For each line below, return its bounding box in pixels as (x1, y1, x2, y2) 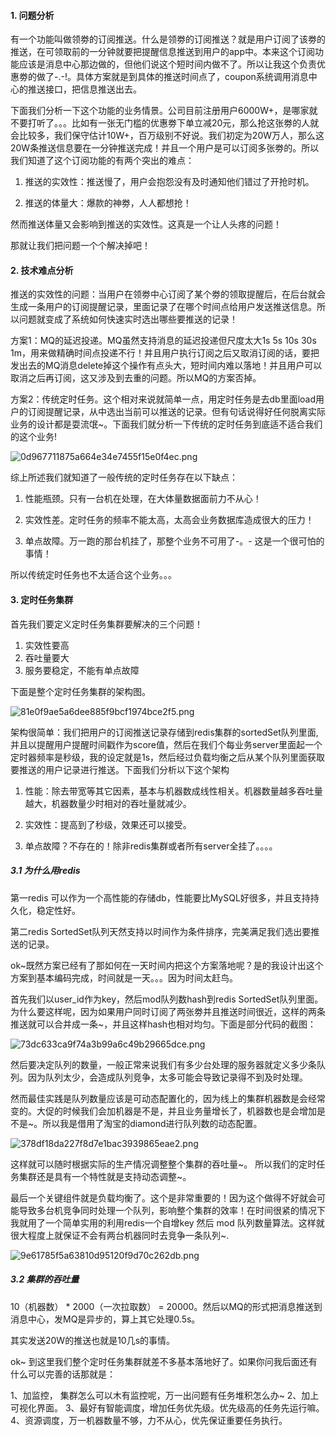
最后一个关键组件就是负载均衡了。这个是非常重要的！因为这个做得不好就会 (10, 1191, 317, 1204)
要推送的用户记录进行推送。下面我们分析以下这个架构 (10, 763, 230, 775)
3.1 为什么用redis (10, 865, 81, 877)
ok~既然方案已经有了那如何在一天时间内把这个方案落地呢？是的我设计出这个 (10, 959, 324, 971)
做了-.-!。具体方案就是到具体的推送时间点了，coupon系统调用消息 (36, 71, 309, 83)
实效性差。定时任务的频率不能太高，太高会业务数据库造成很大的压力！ (24, 514, 315, 526)
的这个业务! (10, 431, 58, 443)
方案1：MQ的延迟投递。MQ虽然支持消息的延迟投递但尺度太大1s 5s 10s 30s (10, 335, 317, 347)
